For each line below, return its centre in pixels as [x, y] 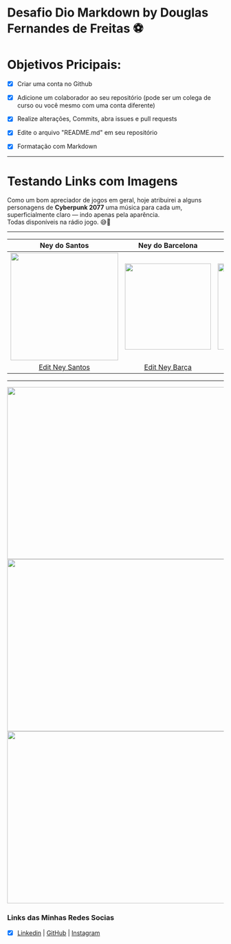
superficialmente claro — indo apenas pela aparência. [84, 215]
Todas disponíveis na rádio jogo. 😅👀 [59, 222]
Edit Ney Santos [65, 368]
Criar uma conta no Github [55, 84]
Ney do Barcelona [168, 246]
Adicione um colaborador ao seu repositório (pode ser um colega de [114, 98]
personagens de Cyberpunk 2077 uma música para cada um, [95, 207]
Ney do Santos [65, 246]
